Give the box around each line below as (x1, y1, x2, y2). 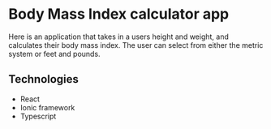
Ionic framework (19, 102, 75, 112)
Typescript (19, 111, 57, 121)
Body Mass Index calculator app (8, 5, 230, 24)
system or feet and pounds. (8, 49, 101, 58)
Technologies (8, 72, 80, 86)
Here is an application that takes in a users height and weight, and (8, 32, 230, 41)
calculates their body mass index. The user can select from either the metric (8, 40, 264, 49)
